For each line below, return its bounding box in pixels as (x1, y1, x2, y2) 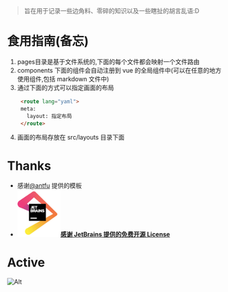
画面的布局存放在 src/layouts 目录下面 (17, 133, 125, 142)
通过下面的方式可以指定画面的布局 (17, 83, 114, 92)
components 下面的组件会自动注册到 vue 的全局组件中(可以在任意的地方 (17, 66, 222, 75)
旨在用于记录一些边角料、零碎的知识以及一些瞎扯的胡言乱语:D (23, 7, 200, 14)
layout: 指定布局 (26, 113, 72, 119)
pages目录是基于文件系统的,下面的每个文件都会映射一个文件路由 (17, 57, 200, 66)
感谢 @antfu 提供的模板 (17, 182, 83, 190)
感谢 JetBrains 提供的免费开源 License (60, 230, 170, 238)
